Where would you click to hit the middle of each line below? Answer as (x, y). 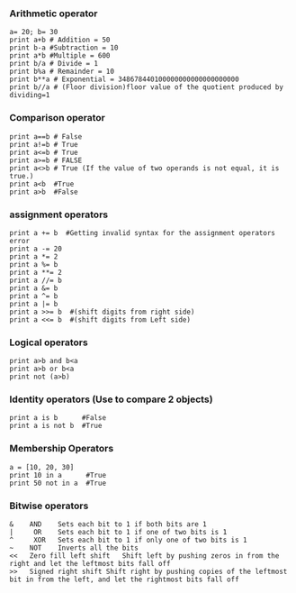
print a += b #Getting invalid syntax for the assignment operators (143, 233)
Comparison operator (58, 118)
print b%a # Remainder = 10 (62, 72)
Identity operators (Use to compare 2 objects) (111, 399)
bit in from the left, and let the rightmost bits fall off (125, 579)
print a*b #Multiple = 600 (60, 56)
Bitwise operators (49, 506)
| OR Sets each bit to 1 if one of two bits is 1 (118, 533)
